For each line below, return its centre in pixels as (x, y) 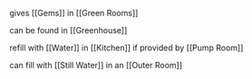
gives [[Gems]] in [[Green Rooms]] (74, 13)
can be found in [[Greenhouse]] (68, 30)
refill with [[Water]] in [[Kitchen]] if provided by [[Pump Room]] (126, 48)
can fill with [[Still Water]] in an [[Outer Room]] (96, 65)
